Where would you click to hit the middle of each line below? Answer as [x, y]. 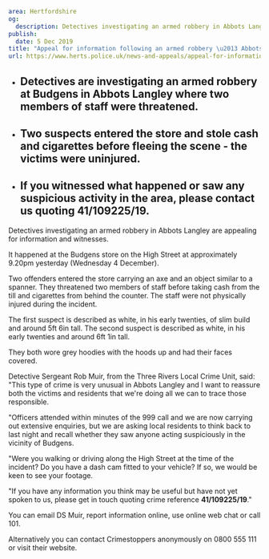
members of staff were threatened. [109, 106]
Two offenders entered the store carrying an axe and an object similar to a [131, 278]
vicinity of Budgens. [41, 443]
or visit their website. [43, 547]
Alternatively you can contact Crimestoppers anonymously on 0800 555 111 [132, 539]
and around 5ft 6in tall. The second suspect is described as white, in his [127, 328]
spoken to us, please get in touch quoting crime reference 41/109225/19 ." [130, 499]
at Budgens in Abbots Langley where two [124, 93]
